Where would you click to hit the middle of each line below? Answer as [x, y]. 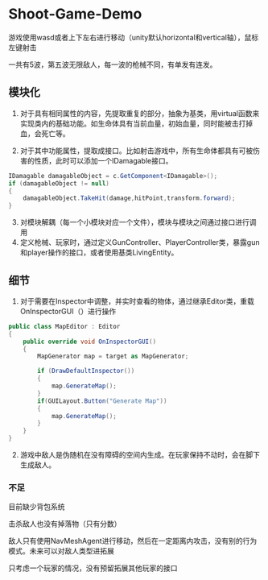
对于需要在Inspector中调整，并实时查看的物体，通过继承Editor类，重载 [137, 301]
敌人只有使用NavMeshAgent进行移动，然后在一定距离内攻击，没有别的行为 [133, 541]
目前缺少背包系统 [37, 507]
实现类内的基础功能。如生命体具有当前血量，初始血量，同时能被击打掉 [136, 123]
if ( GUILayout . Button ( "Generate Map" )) [102, 401]
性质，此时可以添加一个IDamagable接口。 [103, 160]
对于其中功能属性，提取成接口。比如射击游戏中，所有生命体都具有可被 [136, 151]
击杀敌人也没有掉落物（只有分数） [65, 524]
